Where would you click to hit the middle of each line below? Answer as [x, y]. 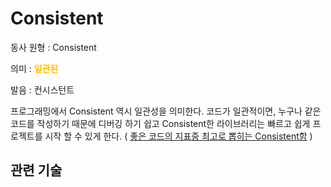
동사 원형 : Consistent [53, 47]
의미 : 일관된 [34, 68]
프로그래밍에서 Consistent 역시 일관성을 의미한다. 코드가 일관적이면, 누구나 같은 [166, 111]
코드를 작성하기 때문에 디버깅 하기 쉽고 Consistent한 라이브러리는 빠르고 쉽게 [160, 123]
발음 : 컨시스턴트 [42, 89]
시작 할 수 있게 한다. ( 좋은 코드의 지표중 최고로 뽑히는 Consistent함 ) [178, 136]
